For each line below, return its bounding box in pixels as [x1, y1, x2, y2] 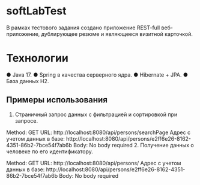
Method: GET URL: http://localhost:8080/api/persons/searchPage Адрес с [6, 129, 191, 136]
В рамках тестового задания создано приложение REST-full [6, 24, 160, 31]
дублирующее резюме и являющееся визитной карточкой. [41, 30, 193, 37]
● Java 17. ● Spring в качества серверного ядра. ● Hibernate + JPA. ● [6, 71, 188, 78]
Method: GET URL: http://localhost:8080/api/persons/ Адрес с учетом [6, 159, 181, 166]
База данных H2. [6, 77, 49, 84]
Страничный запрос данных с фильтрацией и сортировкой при [14, 111, 178, 118]
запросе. [14, 117, 38, 124]
